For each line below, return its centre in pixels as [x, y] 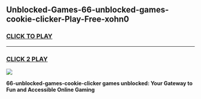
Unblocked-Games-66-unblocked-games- [88, 10]
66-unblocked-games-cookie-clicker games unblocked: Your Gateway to [99, 83]
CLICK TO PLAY [29, 37]
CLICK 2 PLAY [27, 59]
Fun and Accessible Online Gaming [51, 89]
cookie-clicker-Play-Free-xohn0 [68, 19]
